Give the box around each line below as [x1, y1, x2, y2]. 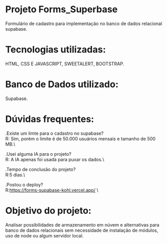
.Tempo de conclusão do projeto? [5, 166, 76, 172]
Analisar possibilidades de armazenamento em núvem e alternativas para [5, 222, 160, 228]
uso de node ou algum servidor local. [5, 232, 84, 238]
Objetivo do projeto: [5, 205, 92, 216]
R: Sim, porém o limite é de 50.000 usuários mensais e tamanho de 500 [5, 135, 156, 141]
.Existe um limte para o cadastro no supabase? [5, 130, 104, 136]
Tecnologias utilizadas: [5, 44, 106, 56]
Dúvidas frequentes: [5, 113, 94, 125]
